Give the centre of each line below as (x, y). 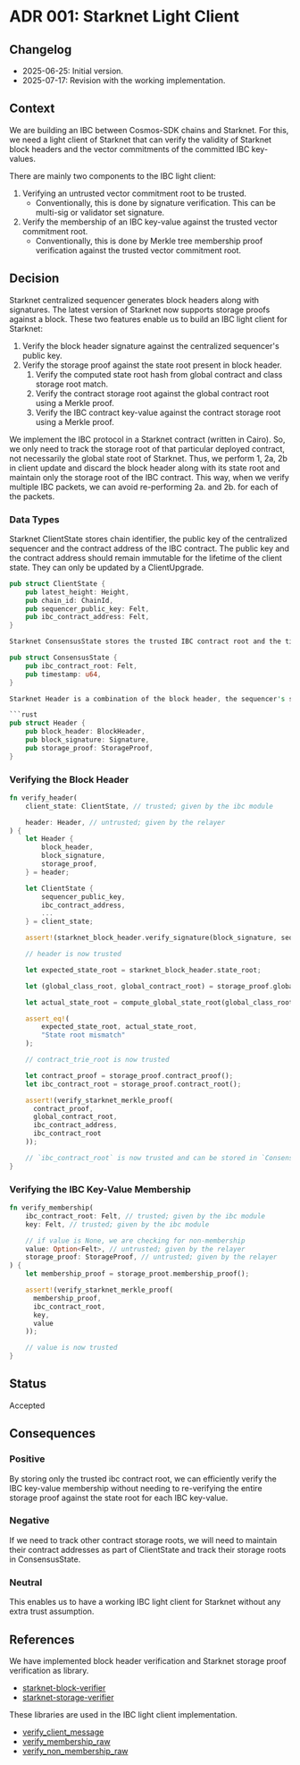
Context (32, 109)
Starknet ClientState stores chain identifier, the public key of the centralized (148, 539)
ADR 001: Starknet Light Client (124, 17)
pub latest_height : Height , (77, 592)
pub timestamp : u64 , (63, 674)
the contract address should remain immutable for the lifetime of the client (146, 557)
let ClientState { (59, 888)
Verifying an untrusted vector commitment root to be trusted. (134, 193)
